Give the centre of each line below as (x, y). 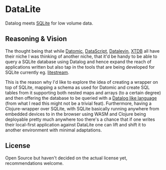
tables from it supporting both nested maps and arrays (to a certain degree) (83, 93)
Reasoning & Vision (36, 39)
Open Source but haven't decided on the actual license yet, (66, 158)
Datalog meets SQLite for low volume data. (49, 23)
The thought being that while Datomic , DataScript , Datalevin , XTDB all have (82, 51)
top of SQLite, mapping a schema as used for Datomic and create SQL (77, 87)
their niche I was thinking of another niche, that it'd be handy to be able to (81, 56)
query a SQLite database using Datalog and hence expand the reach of (78, 62)
